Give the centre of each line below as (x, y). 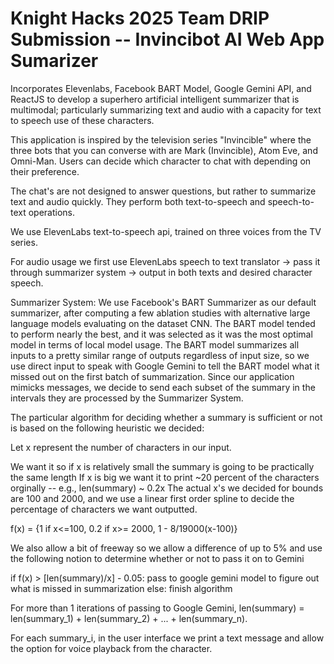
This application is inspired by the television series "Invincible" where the (161, 139)
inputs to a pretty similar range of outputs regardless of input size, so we (160, 355)
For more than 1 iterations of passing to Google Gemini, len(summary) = (157, 608)
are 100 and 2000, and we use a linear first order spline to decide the (152, 498)
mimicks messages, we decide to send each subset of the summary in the (163, 387)
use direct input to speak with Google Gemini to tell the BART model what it (165, 366)
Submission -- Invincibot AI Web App (167, 39)
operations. (52, 212)
